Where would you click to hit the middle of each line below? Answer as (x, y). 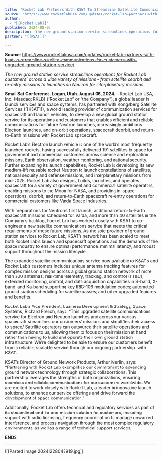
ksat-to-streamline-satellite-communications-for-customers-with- (71, 60)
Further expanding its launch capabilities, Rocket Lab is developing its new (80, 165)
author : (13, 18)
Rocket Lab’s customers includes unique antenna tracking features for (75, 266)
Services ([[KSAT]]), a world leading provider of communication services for (81, 109)
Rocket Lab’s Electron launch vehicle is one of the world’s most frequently (79, 144)
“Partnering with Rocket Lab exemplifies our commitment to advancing (76, 367)
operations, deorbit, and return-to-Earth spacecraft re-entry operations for (80, 196)
